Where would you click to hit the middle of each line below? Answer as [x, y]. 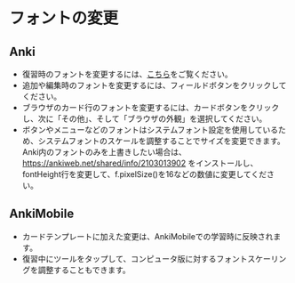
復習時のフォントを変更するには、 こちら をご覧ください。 [127, 74]
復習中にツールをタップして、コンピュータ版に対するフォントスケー [146, 258]
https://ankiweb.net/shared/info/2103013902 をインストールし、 [140, 163]
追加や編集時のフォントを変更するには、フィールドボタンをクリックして [154, 85]
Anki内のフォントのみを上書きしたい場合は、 [104, 152]
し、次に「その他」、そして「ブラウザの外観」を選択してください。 [144, 118]
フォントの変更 [64, 18]
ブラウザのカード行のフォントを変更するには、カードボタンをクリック [151, 107]
